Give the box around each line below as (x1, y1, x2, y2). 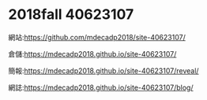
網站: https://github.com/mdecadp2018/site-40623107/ (8, 32, 186, 42)
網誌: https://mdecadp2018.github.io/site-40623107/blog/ (8, 83, 194, 92)
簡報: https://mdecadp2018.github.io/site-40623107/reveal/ (8, 65, 199, 76)
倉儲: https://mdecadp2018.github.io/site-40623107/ (8, 49, 177, 58)
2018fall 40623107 (8, 6, 134, 24)
